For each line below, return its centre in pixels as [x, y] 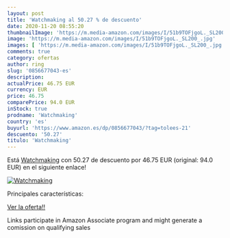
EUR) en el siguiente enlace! [47, 168]
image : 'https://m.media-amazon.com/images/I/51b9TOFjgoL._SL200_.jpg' [111, 39]
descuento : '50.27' [35, 134]
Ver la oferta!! [26, 207]
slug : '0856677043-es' [39, 70]
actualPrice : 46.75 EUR [41, 83]
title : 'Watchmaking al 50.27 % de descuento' [75, 20]
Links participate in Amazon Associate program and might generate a [105, 220]
